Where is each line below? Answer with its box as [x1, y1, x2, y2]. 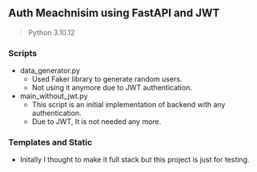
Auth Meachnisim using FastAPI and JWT [8, 6, 220, 20]
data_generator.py [19, 66, 80, 75]
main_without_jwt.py [19, 91, 88, 101]
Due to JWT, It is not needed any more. [31, 117, 162, 126]
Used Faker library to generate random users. [31, 74, 183, 84]
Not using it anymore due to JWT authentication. [31, 83, 192, 93]
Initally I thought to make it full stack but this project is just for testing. [19, 155, 250, 165]
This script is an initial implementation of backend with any [31, 100, 226, 110]
